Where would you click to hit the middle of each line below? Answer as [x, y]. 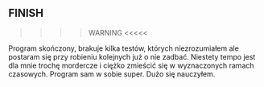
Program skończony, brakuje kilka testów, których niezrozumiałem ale [124, 48]
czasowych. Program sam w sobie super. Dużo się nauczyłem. [112, 74]
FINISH [26, 13]
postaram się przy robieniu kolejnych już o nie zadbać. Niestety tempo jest [132, 56]
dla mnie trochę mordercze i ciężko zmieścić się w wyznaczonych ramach [132, 65]
